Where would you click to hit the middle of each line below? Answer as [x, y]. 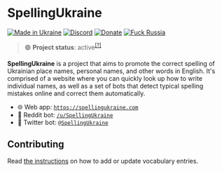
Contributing [36, 144]
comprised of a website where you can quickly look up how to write [105, 78]
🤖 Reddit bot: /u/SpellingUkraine [65, 114]
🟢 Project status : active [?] [63, 46]
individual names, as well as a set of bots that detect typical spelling [105, 86]
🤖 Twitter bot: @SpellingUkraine [63, 122]
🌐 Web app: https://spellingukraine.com [78, 107]
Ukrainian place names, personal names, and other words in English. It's [111, 71]
